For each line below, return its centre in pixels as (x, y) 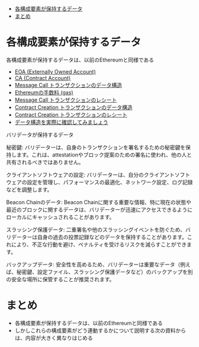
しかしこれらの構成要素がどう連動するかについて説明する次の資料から (100, 330)
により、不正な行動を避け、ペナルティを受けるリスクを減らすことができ (99, 244)
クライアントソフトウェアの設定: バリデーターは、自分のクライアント (90, 174)
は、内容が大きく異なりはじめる (54, 338)
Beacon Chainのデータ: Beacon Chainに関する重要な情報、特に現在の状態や (99, 202)
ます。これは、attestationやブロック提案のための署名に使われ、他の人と (104, 155)
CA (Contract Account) (43, 78)
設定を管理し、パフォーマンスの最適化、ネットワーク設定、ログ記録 (110, 182)
